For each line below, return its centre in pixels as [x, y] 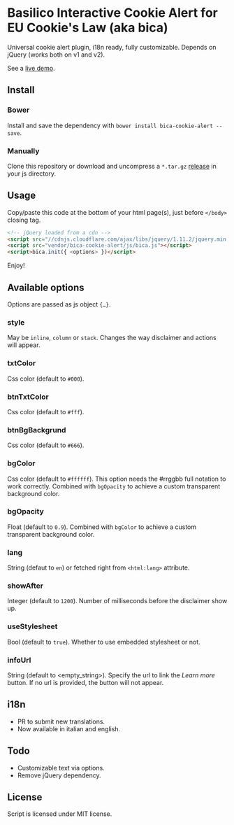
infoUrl [19, 660]
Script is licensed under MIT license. [60, 814]
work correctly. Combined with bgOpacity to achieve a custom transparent [114, 486]
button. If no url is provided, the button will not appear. [86, 683]
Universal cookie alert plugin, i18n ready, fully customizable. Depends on [112, 47]
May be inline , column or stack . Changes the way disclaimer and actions [112, 338]
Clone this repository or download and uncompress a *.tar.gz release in [112, 166]
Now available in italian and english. [69, 728]
